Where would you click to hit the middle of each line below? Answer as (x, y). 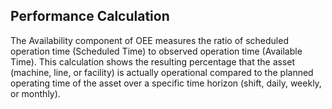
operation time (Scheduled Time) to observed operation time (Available (156, 51)
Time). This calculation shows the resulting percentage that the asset (153, 61)
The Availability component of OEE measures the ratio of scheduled (149, 40)
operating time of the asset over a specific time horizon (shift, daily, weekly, (166, 83)
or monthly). (35, 93)
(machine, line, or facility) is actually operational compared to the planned (162, 72)
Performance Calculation (90, 16)
